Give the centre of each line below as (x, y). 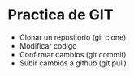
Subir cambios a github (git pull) (73, 63)
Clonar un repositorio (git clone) (73, 37)
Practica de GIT (61, 15)
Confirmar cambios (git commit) (73, 54)
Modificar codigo (48, 45)
